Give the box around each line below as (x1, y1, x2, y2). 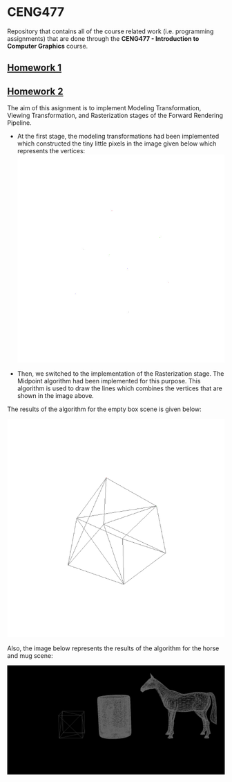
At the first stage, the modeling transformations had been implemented (17, 132, 220, 141)
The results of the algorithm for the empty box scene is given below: (7, 405, 202, 413)
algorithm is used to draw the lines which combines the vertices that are (17, 384, 222, 392)
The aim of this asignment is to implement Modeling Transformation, (7, 104, 202, 112)
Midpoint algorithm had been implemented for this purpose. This (17, 377, 201, 385)
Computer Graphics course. (7, 42, 88, 50)
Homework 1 (7, 62, 62, 73)
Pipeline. (7, 119, 32, 127)
